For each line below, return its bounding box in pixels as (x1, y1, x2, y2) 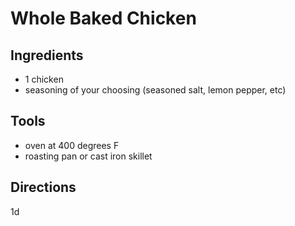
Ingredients (10, 47, 84, 64)
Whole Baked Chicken (10, 7, 197, 30)
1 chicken (24, 73, 64, 85)
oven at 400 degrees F (24, 139, 120, 151)
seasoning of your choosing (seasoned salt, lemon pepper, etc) (24, 84, 287, 96)
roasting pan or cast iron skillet (24, 150, 153, 162)
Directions (10, 179, 77, 196)
